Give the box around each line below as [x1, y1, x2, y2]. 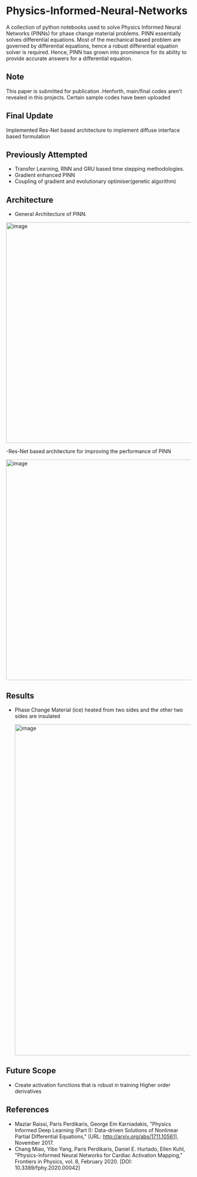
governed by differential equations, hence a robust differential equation [6, 42, 178, 49]
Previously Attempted [6, 149, 88, 159]
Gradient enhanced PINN [14, 172, 75, 179]
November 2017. [14, 1139, 54, 1146]
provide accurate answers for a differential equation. [6, 55, 133, 62]
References [6, 1105, 49, 1115]
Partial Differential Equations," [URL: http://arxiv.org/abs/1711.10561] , [14, 1133, 179, 1140]
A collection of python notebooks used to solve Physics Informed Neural [6, 24, 181, 31]
